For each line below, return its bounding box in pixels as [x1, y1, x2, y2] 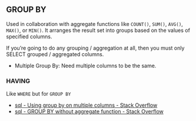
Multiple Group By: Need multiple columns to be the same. [14, 62, 157, 69]
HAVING [6, 77, 31, 85]
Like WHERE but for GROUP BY [6, 90, 71, 97]
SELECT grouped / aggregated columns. [6, 50, 104, 58]
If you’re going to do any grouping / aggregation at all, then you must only [6, 44, 185, 51]
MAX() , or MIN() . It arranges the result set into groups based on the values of [6, 27, 190, 34]
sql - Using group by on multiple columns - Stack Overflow [14, 102, 158, 109]
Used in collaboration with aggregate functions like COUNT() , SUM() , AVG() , [6, 20, 184, 27]
